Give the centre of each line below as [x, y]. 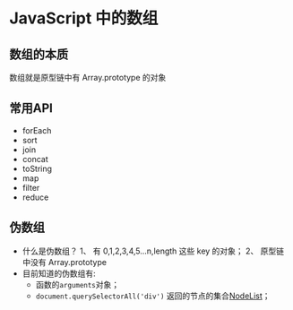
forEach [37, 130]
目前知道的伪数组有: [59, 273]
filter [31, 187]
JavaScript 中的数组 [84, 18]
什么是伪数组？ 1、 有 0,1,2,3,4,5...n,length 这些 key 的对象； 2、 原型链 [153, 251]
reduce [35, 197]
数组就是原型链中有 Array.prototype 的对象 [88, 77]
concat [35, 159]
